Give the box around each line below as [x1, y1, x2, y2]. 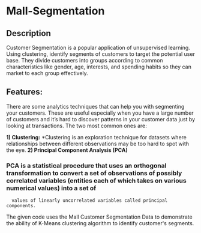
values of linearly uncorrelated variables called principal [11, 198, 168, 204]
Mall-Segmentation [6, 4, 105, 18]
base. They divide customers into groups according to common [6, 57, 163, 64]
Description [6, 28, 51, 38]
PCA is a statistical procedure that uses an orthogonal [6, 161, 167, 169]
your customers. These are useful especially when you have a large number [6, 109, 194, 116]
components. [6, 203, 36, 209]
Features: [6, 87, 43, 97]
